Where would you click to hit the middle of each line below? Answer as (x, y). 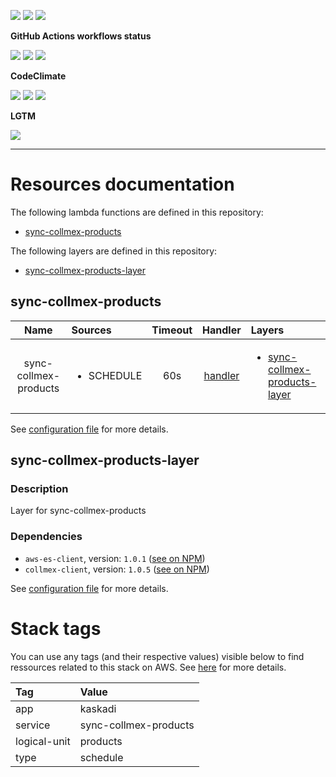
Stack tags (56, 628)
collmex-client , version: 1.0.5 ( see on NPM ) (117, 569)
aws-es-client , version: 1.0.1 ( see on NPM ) (115, 558)
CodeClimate (38, 76)
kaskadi (98, 708)
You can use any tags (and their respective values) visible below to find (157, 656)
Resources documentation (122, 184)
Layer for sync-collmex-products (78, 511)
